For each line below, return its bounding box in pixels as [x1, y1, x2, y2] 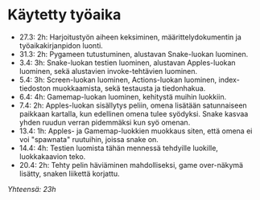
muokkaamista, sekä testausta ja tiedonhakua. [52, 83, 206, 93]
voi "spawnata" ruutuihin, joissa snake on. [19, 134, 159, 144]
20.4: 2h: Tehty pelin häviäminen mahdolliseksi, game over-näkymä [19, 160, 243, 169]
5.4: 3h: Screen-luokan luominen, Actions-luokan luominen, [19, 75, 217, 84]
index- [218, 75, 241, 84]
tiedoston [19, 83, 52, 93]
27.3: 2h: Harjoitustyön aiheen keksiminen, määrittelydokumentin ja [19, 32, 242, 42]
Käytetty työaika [7, 6, 122, 24]
